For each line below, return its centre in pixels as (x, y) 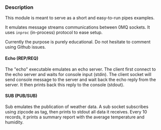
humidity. (14, 122)
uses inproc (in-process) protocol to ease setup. (54, 33)
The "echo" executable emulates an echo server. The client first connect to (80, 69)
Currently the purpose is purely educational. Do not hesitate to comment (78, 42)
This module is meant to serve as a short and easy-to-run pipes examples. (80, 18)
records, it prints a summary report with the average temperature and (75, 117)
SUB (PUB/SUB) (21, 96)
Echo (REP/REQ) (22, 58)
